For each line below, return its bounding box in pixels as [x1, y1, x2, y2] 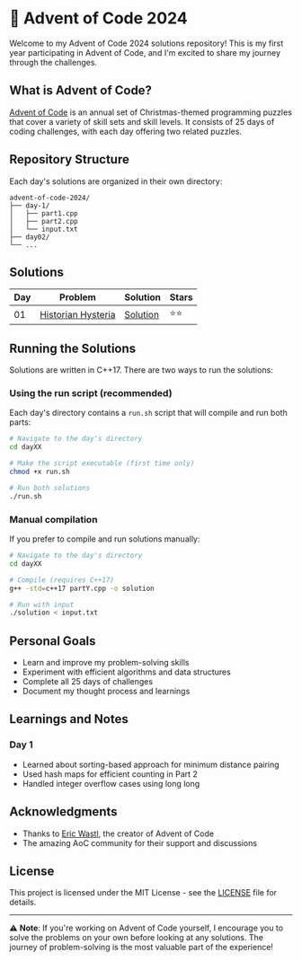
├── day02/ [9, 233, 50, 242]
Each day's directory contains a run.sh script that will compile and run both [9, 408, 288, 419]
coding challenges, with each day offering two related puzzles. [9, 126, 243, 137]
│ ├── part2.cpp [9, 216, 78, 225]
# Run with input [9, 600, 75, 609]
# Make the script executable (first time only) [9, 459, 195, 468]
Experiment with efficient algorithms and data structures [22, 666, 231, 677]
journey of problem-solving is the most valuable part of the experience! [9, 942, 274, 953]
